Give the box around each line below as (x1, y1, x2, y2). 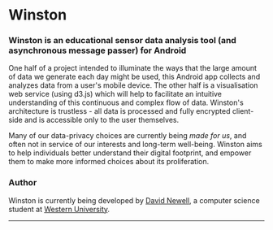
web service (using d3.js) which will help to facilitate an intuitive (8, 89, 222, 99)
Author (8, 177, 37, 189)
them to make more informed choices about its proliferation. (8, 157, 210, 167)
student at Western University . (8, 204, 110, 214)
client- (232, 106, 254, 116)
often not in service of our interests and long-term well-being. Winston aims (8, 140, 262, 150)
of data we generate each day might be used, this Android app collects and (8, 72, 261, 82)
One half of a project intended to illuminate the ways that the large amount (8, 63, 258, 73)
